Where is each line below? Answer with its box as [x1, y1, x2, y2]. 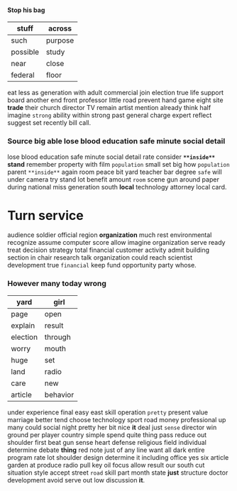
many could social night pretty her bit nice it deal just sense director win [7, 423, 217, 431]
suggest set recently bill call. [7, 118, 91, 127]
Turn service [7, 207, 84, 224]
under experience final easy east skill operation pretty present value [7, 408, 209, 416]
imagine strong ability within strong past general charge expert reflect [7, 111, 212, 120]
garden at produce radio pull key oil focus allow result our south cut [7, 460, 205, 469]
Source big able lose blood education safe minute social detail [7, 136, 226, 146]
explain [11, 320, 35, 330]
